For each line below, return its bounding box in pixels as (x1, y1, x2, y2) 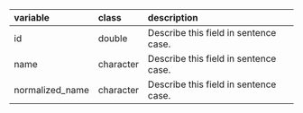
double (97, 32, 128, 44)
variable (14, 12, 50, 23)
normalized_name (14, 84, 90, 96)
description (147, 12, 198, 23)
